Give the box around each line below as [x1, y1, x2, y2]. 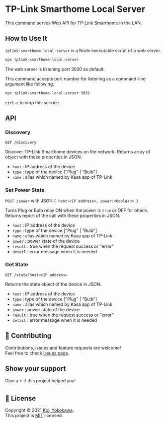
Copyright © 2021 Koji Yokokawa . [5, 407, 74, 413]
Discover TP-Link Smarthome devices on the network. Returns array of [5, 149, 151, 155]
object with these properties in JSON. [5, 154, 82, 160]
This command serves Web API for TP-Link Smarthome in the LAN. [5, 20, 143, 26]
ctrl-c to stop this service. [5, 99, 61, 105]
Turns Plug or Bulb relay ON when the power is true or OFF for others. [5, 208, 149, 213]
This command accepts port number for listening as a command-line [5, 75, 146, 81]
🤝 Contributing [5, 332, 52, 340]
